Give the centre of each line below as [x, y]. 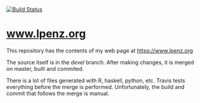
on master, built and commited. [45, 68]
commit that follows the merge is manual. [58, 93]
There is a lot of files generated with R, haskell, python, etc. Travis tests [96, 80]
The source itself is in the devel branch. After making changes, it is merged [100, 62]
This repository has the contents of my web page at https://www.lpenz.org [100, 50]
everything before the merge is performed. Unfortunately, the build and [95, 87]
